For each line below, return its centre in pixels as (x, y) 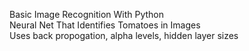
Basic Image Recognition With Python (87, 14)
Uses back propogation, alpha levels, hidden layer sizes (124, 35)
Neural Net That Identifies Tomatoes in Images (105, 25)
